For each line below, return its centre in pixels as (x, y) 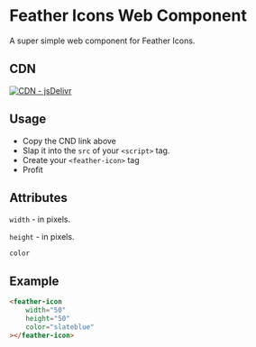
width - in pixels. (40, 219)
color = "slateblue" (60, 327)
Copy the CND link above (69, 141)
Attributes (38, 198)
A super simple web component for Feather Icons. (102, 41)
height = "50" (48, 318)
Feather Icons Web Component (128, 16)
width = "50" (46, 310)
